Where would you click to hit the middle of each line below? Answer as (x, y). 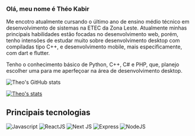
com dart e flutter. (28, 53)
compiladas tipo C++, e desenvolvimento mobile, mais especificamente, (94, 47)
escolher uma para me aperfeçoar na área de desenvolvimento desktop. (94, 71)
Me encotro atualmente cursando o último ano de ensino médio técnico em (98, 22)
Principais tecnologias (48, 112)
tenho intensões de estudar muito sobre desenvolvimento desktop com (93, 41)
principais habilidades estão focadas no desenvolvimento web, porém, (92, 34)
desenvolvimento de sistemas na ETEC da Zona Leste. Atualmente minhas (97, 28)
